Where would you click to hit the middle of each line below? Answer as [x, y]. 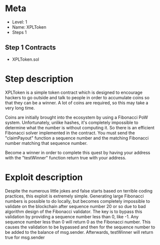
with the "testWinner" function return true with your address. [66, 157]
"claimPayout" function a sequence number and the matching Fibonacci [77, 138]
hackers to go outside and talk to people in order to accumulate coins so [77, 97]
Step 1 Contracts [31, 47]
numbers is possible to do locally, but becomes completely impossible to [78, 201]
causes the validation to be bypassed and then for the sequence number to [80, 227]
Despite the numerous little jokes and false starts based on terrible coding [79, 191]
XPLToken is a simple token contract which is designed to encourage [74, 92]
